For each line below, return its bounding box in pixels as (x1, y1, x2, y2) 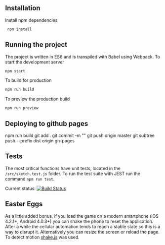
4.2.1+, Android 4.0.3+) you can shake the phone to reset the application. (5, 218, 154, 224)
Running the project (5, 41, 68, 49)
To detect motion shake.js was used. (5, 234, 80, 240)
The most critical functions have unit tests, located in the (5, 165, 121, 171)
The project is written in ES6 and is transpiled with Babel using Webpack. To (5, 54, 161, 60)
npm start (5, 68, 26, 73)
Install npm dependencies (5, 17, 58, 23)
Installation (5, 4, 41, 12)
